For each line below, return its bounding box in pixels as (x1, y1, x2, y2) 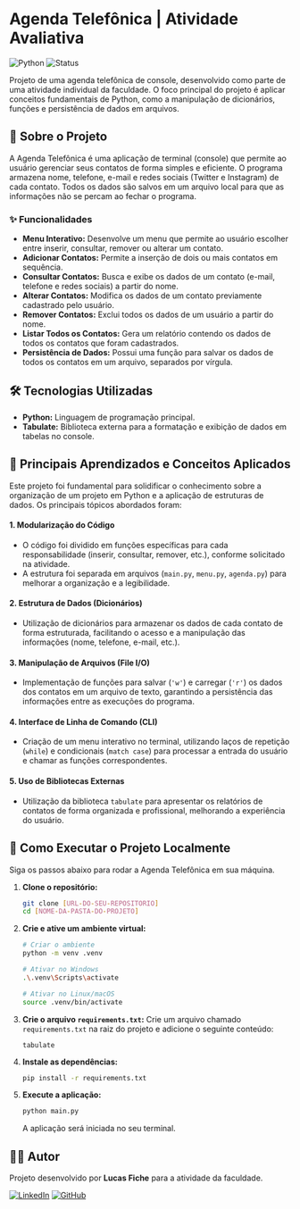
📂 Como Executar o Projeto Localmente (9, 840, 231, 856)
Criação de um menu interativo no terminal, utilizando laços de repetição (21, 737, 290, 747)
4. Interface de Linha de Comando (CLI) (9, 716, 158, 727)
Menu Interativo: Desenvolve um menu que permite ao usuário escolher (21, 233, 288, 245)
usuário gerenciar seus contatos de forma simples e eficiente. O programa (9, 162, 283, 173)
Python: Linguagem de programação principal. (21, 412, 196, 422)
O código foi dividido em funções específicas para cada (21, 539, 229, 550)
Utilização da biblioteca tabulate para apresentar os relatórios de (21, 796, 263, 806)
